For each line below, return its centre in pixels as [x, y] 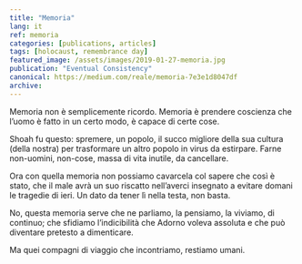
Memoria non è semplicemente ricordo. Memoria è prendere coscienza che [151, 111]
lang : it [26, 26]
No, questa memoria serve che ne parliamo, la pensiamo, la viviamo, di [142, 213]
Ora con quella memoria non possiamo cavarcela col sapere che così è [142, 176]
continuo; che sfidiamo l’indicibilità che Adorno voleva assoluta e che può [147, 222]
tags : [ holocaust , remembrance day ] [79, 52]
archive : [26, 86]
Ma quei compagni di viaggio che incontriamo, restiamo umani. [127, 249]
